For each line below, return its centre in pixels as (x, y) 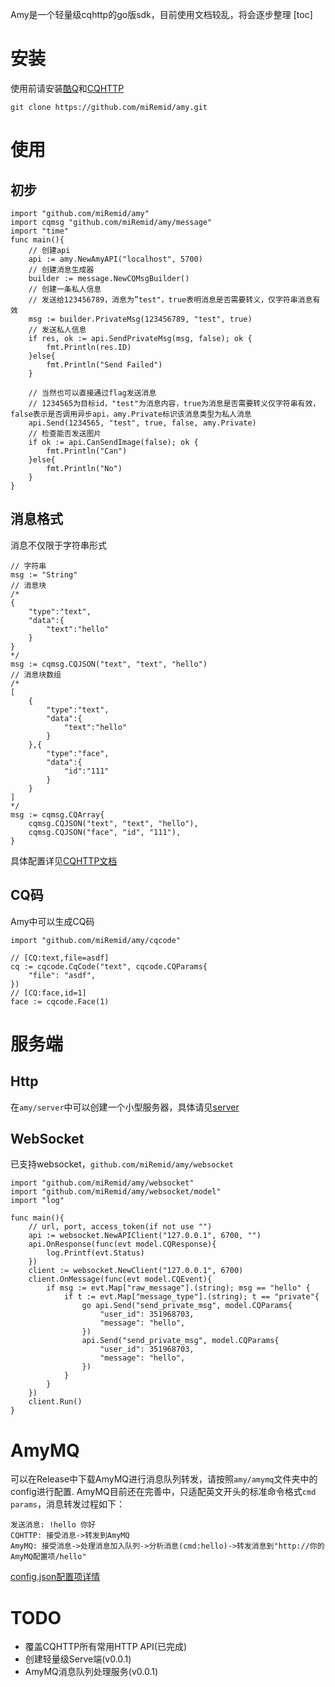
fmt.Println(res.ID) (89, 347)
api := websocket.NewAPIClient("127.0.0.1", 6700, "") (145, 1236)
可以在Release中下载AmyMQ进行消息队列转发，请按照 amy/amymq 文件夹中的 (164, 1479)
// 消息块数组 (36, 674)
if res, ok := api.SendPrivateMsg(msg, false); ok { (140, 338)
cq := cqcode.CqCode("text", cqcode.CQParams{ (109, 966)
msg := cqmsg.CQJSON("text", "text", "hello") (109, 664)
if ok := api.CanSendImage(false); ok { (113, 442)
